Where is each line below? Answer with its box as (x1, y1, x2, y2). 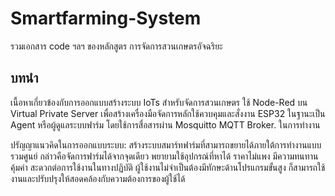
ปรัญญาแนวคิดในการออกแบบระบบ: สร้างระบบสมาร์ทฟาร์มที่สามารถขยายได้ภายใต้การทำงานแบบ (10, 138, 322, 151)
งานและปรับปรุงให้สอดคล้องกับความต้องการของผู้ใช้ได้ (10, 172, 186, 184)
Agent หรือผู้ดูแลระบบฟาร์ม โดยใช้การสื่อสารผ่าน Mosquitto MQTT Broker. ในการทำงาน (10, 118, 321, 131)
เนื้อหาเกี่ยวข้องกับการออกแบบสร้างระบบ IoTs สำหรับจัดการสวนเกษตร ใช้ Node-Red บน (10, 96, 308, 108)
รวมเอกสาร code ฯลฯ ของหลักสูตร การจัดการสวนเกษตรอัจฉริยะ (10, 40, 223, 52)
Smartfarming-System (10, 7, 202, 30)
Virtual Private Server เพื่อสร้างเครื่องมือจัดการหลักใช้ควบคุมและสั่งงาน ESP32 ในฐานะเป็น (10, 107, 326, 119)
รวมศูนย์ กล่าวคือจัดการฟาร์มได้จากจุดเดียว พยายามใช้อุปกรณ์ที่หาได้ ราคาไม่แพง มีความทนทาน (10, 150, 319, 162)
